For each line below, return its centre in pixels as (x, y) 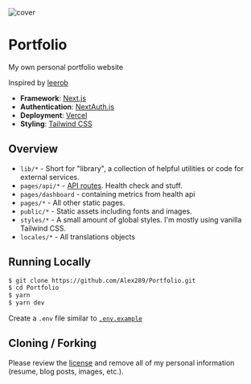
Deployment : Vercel (53, 115)
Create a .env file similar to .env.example (75, 318)
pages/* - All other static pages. (72, 202)
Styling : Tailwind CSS (56, 124)
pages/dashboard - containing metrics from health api (107, 194)
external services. (49, 177)
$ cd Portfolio (34, 288)
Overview (33, 149)
